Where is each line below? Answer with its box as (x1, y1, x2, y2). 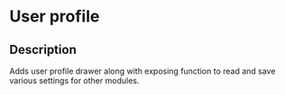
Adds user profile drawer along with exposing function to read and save (9, 65, 276, 76)
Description (9, 42, 77, 57)
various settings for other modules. (9, 75, 140, 86)
